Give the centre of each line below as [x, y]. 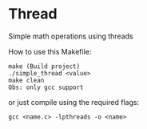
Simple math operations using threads [71, 36]
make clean [26, 80]
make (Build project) [44, 66]
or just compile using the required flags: [74, 102]
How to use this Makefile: [50, 51]
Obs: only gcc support [46, 87]
